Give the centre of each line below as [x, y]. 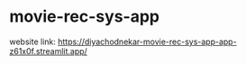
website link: [33, 42]
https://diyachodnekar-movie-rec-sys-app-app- [147, 42]
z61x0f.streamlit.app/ [48, 51]
